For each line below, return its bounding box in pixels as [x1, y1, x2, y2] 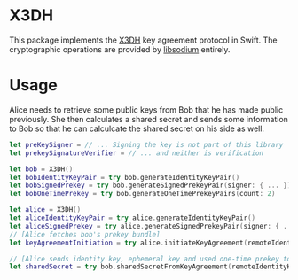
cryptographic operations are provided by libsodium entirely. [9, 43, 231, 54]
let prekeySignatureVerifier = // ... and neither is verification [9, 148, 264, 158]
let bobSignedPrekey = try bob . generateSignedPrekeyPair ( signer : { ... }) [9, 181, 292, 191]
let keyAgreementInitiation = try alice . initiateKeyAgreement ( [9, 238, 248, 247]
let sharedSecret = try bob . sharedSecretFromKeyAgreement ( [9, 262, 232, 271]
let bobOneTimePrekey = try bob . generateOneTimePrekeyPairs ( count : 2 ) [9, 190, 276, 198]
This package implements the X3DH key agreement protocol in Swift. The [9, 35, 278, 45]
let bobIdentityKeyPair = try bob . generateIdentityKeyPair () [9, 173, 240, 182]
